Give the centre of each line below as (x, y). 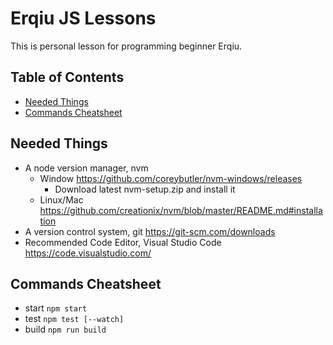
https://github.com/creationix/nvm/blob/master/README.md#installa (181, 210)
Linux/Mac (61, 199)
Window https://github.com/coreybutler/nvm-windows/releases (171, 178)
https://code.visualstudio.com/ (88, 253)
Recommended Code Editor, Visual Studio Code (123, 242)
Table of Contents (67, 77)
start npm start (56, 308)
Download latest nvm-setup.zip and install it (145, 189)
